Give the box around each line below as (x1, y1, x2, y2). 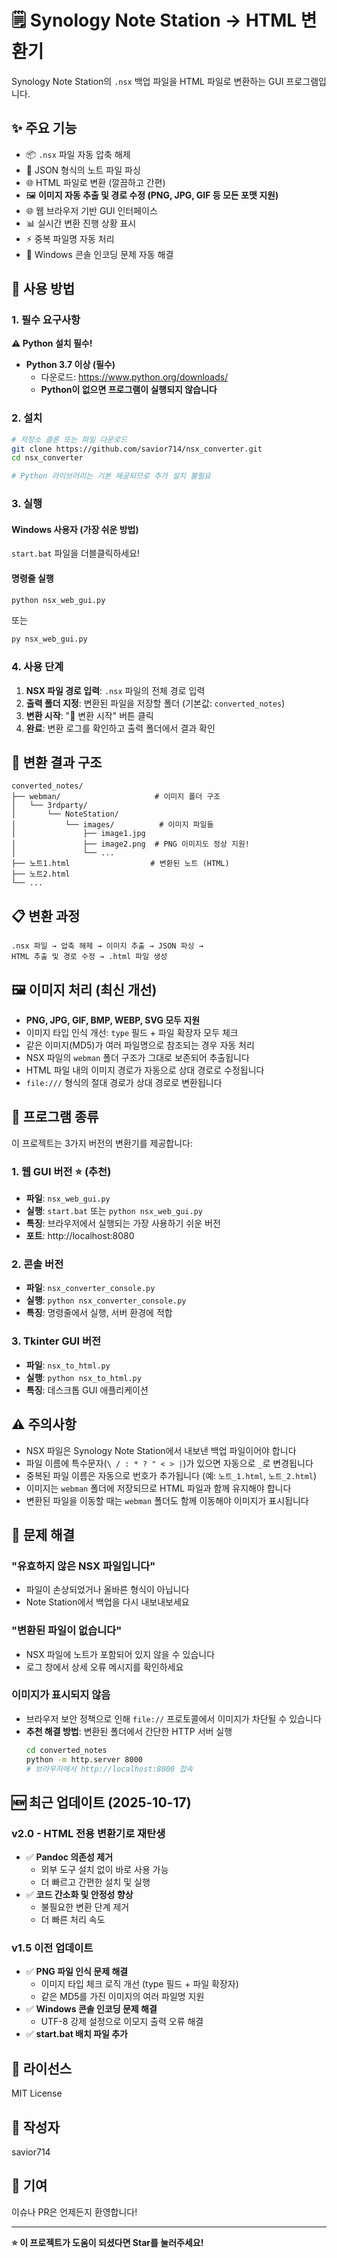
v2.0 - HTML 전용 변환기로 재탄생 (11, 1826, 166, 1840)
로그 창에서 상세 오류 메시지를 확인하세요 (25, 1661, 184, 1673)
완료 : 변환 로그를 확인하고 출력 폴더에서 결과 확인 (25, 722, 216, 734)
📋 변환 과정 (11, 907, 81, 925)
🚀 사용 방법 (11, 281, 76, 298)
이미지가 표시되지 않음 (11, 1688, 111, 1702)
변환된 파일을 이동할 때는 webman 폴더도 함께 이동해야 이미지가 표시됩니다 (25, 1494, 309, 1506)
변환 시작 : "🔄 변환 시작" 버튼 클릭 (25, 709, 154, 721)
